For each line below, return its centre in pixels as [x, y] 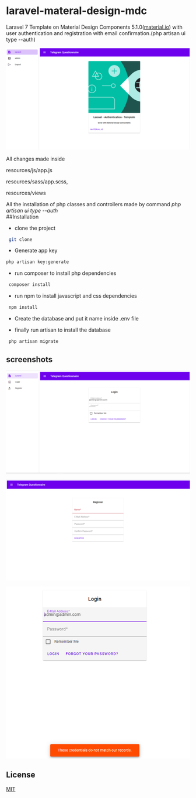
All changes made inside [36, 159]
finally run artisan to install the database [62, 330]
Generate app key [36, 251]
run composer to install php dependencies [65, 273]
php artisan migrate [34, 342]
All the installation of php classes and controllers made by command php [94, 204]
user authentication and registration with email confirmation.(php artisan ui [96, 33]
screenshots [29, 359]
